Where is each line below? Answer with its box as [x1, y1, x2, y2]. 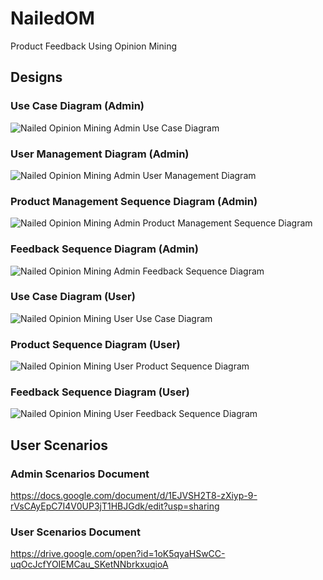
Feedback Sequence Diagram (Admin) [10, 242, 199, 256]
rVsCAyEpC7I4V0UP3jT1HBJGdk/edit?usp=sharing [10, 500, 220, 512]
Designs [10, 69, 63, 86]
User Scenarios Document [10, 525, 141, 539]
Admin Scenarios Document [10, 467, 150, 481]
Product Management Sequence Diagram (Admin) [10, 194, 258, 208]
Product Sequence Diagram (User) [10, 337, 181, 351]
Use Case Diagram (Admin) [10, 99, 145, 113]
